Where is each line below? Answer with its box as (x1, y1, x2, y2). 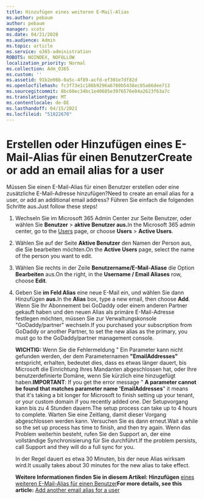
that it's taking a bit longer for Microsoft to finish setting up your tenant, (15, 392, 195, 399)
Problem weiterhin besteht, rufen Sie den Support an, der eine (15, 431, 171, 438)
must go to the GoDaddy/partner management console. (15, 334, 154, 342)
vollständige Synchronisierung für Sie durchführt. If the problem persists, (15, 437, 197, 444)
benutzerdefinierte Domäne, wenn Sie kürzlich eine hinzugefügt (15, 372, 176, 379)
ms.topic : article (6, 43, 53, 49)
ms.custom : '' (6, 71, 43, 77)
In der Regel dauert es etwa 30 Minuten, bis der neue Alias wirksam (15, 455, 186, 462)
